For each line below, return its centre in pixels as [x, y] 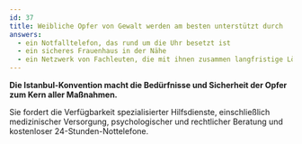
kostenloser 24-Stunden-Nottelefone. [79, 131]
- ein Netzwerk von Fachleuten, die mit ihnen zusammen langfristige [150, 59]
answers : [26, 34]
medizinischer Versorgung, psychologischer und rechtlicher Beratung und [146, 121]
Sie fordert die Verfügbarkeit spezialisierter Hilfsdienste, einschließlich [140, 112]
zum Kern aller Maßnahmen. [64, 94]
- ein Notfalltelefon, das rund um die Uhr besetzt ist [124, 43]
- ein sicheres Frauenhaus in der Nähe [92, 51]
